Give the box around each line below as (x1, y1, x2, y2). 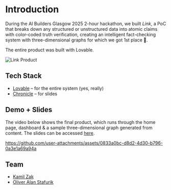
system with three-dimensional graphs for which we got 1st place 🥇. (5, 37, 148, 43)
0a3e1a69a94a (5, 145, 37, 152)
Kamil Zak (12, 174, 34, 180)
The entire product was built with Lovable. (5, 47, 94, 53)
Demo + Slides (5, 105, 53, 114)
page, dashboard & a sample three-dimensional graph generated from (5, 124, 153, 131)
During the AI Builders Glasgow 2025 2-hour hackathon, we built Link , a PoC (5, 20, 166, 27)
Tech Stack (5, 72, 42, 80)
